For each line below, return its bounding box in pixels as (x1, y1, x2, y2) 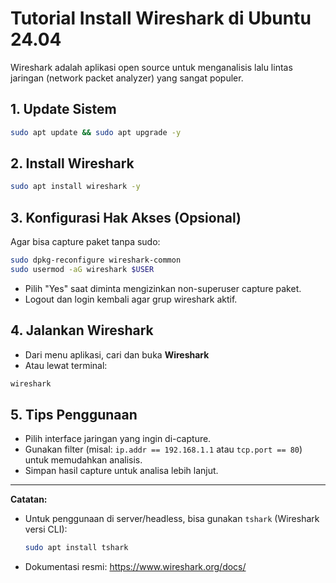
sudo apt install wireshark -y (10, 182, 141, 192)
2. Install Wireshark (10, 155, 135, 172)
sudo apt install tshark (24, 543, 129, 553)
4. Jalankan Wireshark (10, 322, 154, 339)
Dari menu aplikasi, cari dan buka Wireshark (24, 348, 210, 361)
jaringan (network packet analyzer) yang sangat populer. (10, 72, 244, 84)
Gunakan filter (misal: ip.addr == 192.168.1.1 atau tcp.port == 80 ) (24, 443, 303, 456)
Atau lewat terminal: (24, 359, 108, 371)
